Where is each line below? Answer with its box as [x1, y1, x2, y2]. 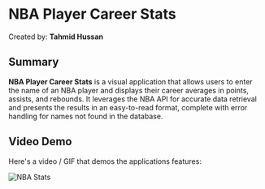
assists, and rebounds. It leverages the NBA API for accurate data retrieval [8, 94, 258, 104]
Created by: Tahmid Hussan [8, 32, 104, 41]
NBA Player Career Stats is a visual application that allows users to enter [8, 76, 254, 86]
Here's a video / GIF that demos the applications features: [8, 156, 202, 166]
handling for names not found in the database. [8, 111, 163, 121]
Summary [8, 55, 59, 69]
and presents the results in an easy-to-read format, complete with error [8, 102, 248, 112]
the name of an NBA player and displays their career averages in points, [8, 85, 250, 95]
